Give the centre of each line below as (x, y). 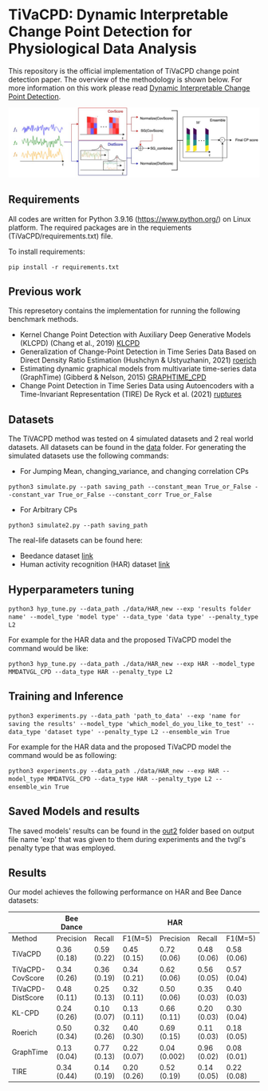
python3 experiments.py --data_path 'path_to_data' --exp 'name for (124, 716)
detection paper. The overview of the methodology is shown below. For (125, 79)
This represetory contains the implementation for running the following (124, 311)
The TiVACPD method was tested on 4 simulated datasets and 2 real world (131, 439)
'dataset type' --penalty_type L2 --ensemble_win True (136, 732)
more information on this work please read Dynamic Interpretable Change (129, 88)
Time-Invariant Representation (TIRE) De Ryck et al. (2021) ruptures (130, 395)
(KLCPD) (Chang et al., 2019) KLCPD (80, 343)
